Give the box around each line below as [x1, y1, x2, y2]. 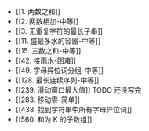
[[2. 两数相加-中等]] [15, 16, 79, 26]
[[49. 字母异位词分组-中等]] [15, 66, 104, 75]
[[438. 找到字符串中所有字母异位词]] [15, 105, 133, 114]
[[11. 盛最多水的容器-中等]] [15, 36, 101, 45]
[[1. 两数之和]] [15, 7, 60, 16]
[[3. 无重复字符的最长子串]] [15, 27, 104, 35]
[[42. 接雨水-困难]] [15, 56, 77, 65]
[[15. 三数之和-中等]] [15, 46, 82, 55]
